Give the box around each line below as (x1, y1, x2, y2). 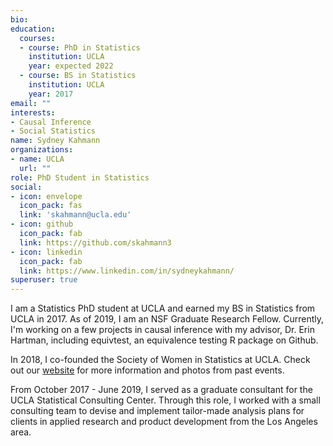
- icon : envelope (10, 191, 83, 201)
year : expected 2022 (28, 61, 114, 71)
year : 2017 (28, 89, 74, 99)
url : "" (19, 163, 52, 173)
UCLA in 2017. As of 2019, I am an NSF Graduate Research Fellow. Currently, (10, 313, 324, 325)
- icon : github (10, 219, 74, 230)
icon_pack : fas (19, 201, 83, 211)
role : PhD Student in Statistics (10, 172, 150, 183)
